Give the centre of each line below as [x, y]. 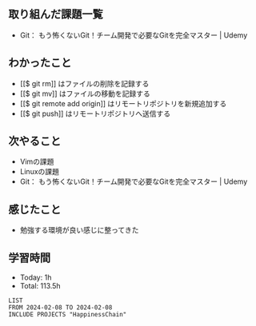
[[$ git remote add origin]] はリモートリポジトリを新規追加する [123, 103]
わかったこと [40, 63]
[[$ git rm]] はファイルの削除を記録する [84, 83]
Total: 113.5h [40, 286]
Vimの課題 [37, 161]
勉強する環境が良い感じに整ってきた [79, 230]
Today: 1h [36, 277]
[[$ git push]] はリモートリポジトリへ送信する [95, 113]
